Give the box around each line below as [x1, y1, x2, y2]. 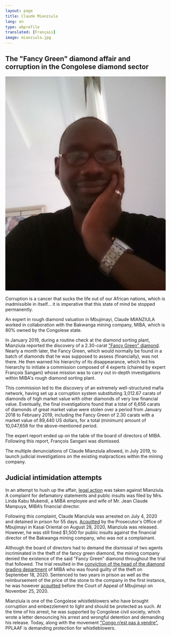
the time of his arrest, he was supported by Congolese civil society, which [5, 608, 160, 615]
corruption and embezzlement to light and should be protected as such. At [5, 603, 161, 609]
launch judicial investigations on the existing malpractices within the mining [5, 453, 163, 459]
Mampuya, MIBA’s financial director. [5, 503, 80, 509]
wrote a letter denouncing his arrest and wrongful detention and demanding [5, 614, 164, 620]
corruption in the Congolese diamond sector [5, 63, 149, 71]
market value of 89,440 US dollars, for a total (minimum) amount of [5, 417, 147, 423]
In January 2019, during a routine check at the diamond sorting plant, [5, 337, 150, 343]
